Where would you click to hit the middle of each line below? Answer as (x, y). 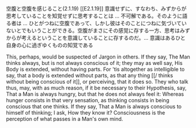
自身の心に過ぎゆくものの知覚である (50, 45)
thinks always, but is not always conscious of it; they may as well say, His (94, 63)
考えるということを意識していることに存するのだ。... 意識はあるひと (104, 38)
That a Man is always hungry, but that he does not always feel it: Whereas (95, 94)
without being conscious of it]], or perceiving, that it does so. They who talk (97, 82)
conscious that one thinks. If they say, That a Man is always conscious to (94, 106)
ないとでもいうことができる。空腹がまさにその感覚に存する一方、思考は (93, 30)
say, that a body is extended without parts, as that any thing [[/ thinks (90, 75)
